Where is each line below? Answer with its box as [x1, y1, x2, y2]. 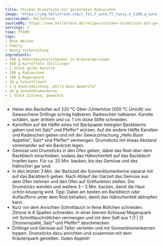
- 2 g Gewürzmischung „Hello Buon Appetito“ [5, 84, 97, 89]
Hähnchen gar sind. [12, 163, 52, 169]
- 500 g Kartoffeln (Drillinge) [5, 61, 70, 66]
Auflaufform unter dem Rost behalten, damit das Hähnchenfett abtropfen [12, 194, 158, 200]
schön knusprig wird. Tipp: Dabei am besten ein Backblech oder [12, 189, 141, 195]
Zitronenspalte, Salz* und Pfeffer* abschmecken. [12, 220, 111, 226]
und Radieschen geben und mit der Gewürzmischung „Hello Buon [12, 132, 144, 138]
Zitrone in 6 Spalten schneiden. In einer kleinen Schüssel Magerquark [12, 210, 151, 215]
